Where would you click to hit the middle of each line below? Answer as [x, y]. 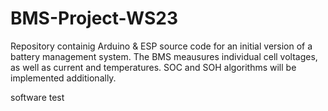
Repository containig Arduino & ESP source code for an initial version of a [161, 46]
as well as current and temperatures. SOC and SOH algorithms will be [153, 67]
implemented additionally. [63, 78]
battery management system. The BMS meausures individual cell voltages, [164, 56]
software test [37, 97]
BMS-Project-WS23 [94, 18]
